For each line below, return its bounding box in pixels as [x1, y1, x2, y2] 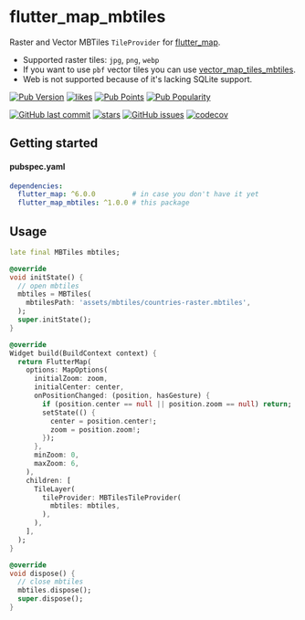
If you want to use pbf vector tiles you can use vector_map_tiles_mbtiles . [22, 64, 297, 75]
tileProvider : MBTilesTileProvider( [42, 493, 182, 502]
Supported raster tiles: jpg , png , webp [22, 54, 160, 65]
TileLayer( [33, 484, 76, 494]
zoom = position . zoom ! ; [49, 425, 142, 435]
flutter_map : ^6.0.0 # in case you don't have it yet [17, 190, 259, 199]
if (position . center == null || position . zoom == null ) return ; [42, 399, 292, 408]
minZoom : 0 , [33, 450, 79, 460]
